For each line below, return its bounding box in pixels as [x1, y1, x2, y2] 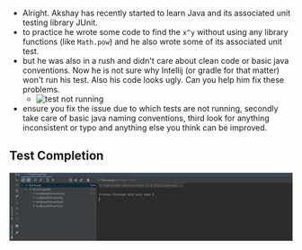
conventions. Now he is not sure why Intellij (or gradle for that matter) [22, 65, 280, 76]
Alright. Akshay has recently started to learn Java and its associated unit [22, 8, 290, 18]
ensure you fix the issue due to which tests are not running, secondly [22, 103, 279, 113]
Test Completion [9, 148, 104, 164]
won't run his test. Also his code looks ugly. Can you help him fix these [22, 75, 285, 85]
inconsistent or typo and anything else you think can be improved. [22, 122, 268, 133]
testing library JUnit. [22, 17, 99, 28]
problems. [22, 85, 60, 94]
